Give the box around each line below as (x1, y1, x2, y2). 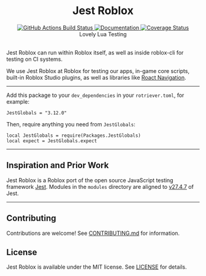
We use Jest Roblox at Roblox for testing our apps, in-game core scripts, (6, 67, 190, 74)
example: (6, 98, 29, 105)
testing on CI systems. (6, 55, 63, 63)
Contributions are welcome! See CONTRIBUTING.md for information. (6, 229, 180, 237)
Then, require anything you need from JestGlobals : (6, 120, 136, 128)
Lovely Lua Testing (79, 30, 127, 37)
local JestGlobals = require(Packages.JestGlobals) (6, 132, 141, 139)
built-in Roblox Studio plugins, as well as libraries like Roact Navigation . (6, 74, 186, 81)
